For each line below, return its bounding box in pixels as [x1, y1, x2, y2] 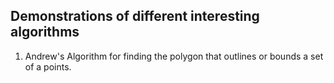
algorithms [10, 24, 80, 41]
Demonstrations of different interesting [10, 8, 260, 25]
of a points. [24, 60, 72, 73]
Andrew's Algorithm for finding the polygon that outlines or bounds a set [24, 50, 324, 62]
